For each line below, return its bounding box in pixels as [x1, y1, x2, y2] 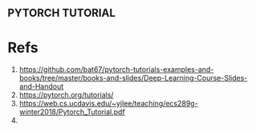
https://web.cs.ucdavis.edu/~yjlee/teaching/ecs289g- [18, 99, 198, 109]
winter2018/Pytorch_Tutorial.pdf [18, 107, 125, 117]
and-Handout [18, 81, 64, 91]
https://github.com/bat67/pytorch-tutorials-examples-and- [18, 65, 214, 74]
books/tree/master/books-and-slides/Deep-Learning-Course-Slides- [18, 73, 248, 83]
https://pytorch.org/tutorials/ [18, 90, 114, 100]
